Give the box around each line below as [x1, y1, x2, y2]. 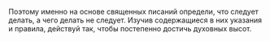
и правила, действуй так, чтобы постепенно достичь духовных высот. [8, 24, 252, 33]
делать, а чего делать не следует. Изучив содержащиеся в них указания [8, 15, 263, 25]
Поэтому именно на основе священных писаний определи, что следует [8, 7, 259, 16]
